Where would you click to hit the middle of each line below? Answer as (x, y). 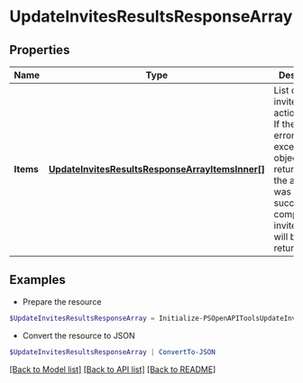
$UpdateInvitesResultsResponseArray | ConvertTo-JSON (113, 352)
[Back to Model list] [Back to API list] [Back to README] (113, 369)
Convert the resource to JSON (78, 335)
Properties (40, 50)
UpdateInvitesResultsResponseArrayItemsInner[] (157, 169)
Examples (37, 280)
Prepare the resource (62, 301)
